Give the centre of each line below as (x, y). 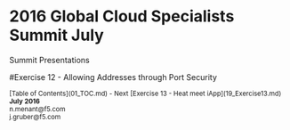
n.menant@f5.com (37, 109)
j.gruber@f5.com (35, 117)
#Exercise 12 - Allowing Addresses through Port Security (113, 77)
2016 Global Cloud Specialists (122, 16)
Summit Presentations (50, 60)
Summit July (56, 35)
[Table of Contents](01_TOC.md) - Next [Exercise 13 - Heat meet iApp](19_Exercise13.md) (145, 93)
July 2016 (24, 101)
